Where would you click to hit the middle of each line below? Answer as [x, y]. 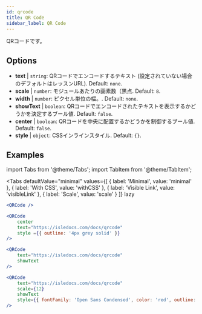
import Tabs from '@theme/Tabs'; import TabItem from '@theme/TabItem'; [99, 169]
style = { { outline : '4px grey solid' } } [69, 233]
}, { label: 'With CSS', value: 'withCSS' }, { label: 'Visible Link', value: [91, 188]
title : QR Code [25, 18]
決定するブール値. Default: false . [72, 114]
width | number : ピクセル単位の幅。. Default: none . [77, 99]
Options [22, 60]
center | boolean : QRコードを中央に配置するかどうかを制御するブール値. [105, 121]
